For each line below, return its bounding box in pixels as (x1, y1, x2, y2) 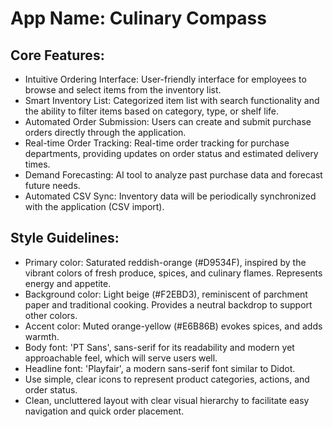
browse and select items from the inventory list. (24, 84, 222, 96)
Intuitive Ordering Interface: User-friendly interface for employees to (24, 73, 307, 85)
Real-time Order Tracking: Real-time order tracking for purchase (24, 137, 290, 149)
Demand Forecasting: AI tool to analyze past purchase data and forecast (24, 169, 323, 181)
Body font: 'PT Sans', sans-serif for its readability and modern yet (24, 341, 295, 353)
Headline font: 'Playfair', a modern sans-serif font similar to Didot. (24, 362, 296, 374)
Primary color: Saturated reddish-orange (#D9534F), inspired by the (24, 256, 307, 268)
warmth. (24, 330, 60, 342)
